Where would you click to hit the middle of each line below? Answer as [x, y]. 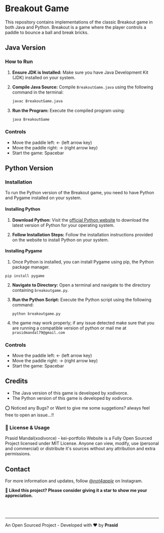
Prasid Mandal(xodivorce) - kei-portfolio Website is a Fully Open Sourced [79, 438]
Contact [18, 469]
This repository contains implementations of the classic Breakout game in [79, 22]
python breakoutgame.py [36, 314]
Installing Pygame [24, 251]
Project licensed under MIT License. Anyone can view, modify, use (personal [82, 443]
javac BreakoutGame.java [37, 101]
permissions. [18, 454]
